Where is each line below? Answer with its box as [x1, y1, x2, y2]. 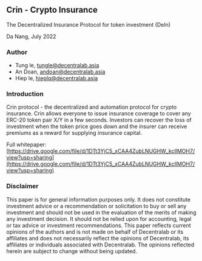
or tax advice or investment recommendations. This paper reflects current [6, 222, 191, 229]
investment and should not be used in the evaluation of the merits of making [6, 209, 197, 216]
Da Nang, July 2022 [6, 33, 56, 40]
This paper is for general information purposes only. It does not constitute [6, 195, 191, 203]
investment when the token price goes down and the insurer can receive [6, 123, 187, 130]
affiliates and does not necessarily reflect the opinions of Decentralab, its [6, 234, 189, 242]
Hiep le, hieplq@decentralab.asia [15, 75, 98, 82]
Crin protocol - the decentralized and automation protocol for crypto [6, 103, 177, 111]
